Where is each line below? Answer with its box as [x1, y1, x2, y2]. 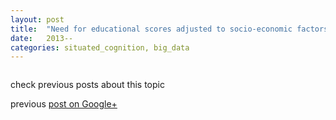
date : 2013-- [10, 33, 74, 43]
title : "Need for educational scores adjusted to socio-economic [10, 24, 293, 34]
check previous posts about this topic [10, 79, 165, 91]
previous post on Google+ [10, 98, 118, 110]
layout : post [10, 14, 65, 25]
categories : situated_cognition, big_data [10, 42, 190, 53]
